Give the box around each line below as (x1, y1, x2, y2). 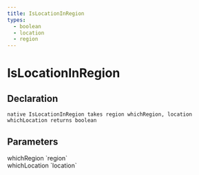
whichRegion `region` (7, 154, 67, 162)
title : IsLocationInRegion (7, 10, 85, 17)
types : (7, 17, 26, 23)
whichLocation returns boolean (7, 117, 97, 124)
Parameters (7, 136, 59, 147)
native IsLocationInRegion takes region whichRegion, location (7, 111, 193, 118)
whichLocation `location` (7, 161, 77, 169)
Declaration (7, 92, 59, 104)
